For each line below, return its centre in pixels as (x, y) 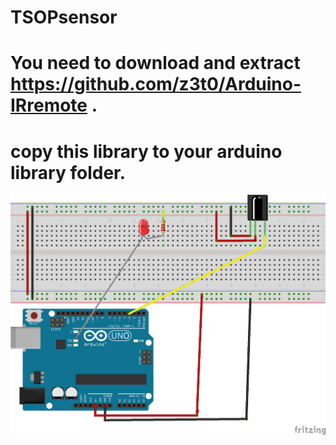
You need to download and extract (155, 63)
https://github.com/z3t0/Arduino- (156, 84)
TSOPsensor (64, 17)
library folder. (68, 172)
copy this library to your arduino (146, 151)
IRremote (49, 105)
